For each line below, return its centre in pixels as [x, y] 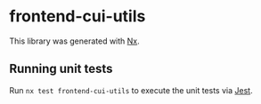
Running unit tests [61, 69]
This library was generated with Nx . [74, 41]
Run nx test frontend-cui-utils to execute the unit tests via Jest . [131, 90]
